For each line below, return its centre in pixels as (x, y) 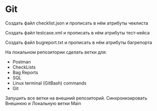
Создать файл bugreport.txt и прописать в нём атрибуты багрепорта (79, 42)
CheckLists (24, 67)
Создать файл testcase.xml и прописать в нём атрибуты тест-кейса (77, 32)
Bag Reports (25, 72)
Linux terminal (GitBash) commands (49, 83)
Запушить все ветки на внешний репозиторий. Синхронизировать (76, 98)
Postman (22, 61)
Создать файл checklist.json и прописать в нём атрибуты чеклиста (77, 23)
